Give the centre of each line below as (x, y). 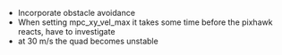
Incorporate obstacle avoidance (77, 13)
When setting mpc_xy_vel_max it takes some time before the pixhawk (145, 22)
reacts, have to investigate (66, 31)
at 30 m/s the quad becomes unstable (88, 41)
